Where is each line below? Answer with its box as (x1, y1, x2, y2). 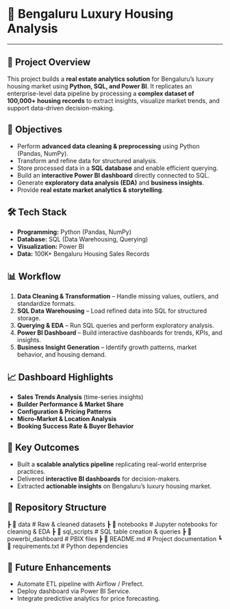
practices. (16, 467, 46, 475)
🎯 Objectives (7, 123, 63, 136)
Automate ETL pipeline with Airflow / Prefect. (16, 580, 144, 588)
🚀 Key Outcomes (7, 442, 80, 453)
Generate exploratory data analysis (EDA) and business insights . (16, 178, 204, 187)
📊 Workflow (7, 270, 62, 282)
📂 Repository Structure (7, 502, 107, 514)
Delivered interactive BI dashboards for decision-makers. (16, 475, 181, 483)
